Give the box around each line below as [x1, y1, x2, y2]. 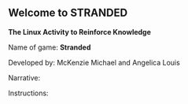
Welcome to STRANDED [8, 6, 128, 20]
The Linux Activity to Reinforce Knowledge [8, 27, 152, 36]
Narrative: [8, 72, 41, 82]
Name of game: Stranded [8, 43, 91, 52]
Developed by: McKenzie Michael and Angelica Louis [8, 58, 181, 67]
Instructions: [8, 88, 49, 98]
